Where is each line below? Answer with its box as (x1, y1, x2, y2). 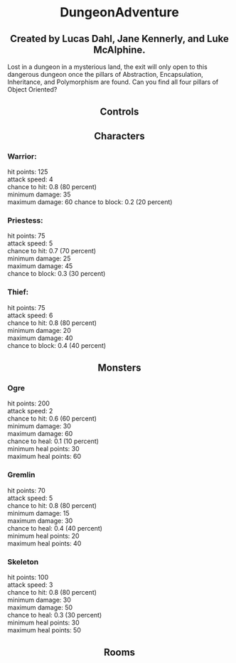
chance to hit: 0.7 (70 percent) (7, 247, 97, 255)
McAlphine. (93, 43, 146, 55)
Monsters (97, 362, 141, 374)
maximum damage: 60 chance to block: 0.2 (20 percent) (7, 198, 173, 206)
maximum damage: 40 (7, 334, 73, 342)
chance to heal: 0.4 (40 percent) (7, 524, 103, 532)
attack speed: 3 (7, 580, 53, 589)
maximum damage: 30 (7, 516, 73, 525)
